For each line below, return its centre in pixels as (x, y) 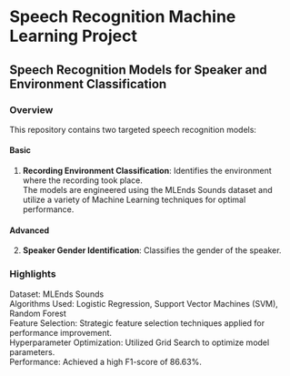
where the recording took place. (83, 180)
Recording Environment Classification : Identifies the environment (147, 171)
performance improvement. (60, 332)
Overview (31, 109)
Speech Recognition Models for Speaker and (139, 70)
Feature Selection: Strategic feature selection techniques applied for (137, 323)
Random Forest (38, 313)
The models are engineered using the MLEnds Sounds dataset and (147, 190)
